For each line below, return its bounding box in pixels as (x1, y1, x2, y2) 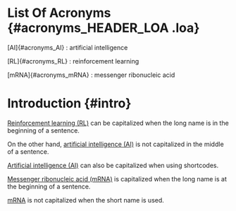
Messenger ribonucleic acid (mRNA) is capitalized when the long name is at (7, 174, 228, 183)
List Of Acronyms (7, 5, 111, 21)
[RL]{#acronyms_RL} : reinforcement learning (7, 56, 139, 65)
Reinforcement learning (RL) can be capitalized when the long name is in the (7, 119, 229, 127)
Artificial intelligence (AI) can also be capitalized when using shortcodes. (7, 161, 219, 169)
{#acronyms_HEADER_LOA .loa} (7, 20, 200, 36)
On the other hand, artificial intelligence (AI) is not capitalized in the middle (7, 140, 224, 148)
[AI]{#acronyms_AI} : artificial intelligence (7, 43, 128, 52)
